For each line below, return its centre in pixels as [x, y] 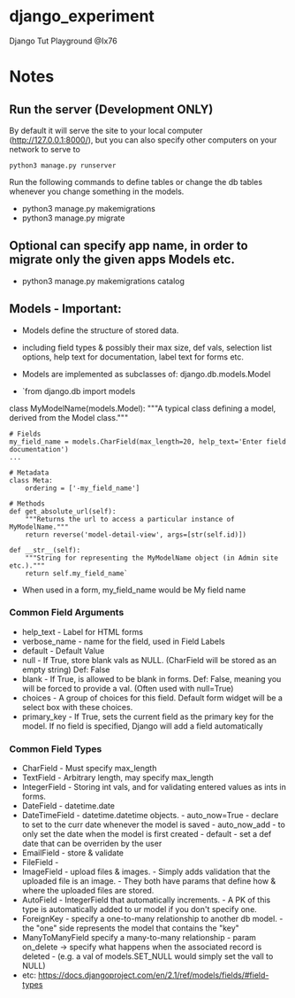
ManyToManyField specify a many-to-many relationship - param [139, 938]
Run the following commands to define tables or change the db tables [136, 182]
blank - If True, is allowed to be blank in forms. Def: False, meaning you [151, 678]
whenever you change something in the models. [97, 191]
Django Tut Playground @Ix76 [63, 41]
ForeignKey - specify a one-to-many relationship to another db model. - [152, 919]
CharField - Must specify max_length [89, 769]
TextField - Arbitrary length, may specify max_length [117, 778]
